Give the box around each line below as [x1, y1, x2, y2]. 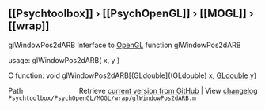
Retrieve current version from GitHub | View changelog [78, 86, 258, 95]
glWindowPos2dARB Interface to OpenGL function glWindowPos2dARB [8, 40, 241, 49]
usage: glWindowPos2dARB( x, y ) [8, 55, 120, 64]
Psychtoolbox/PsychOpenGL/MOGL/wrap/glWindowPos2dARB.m [8, 94, 196, 102]
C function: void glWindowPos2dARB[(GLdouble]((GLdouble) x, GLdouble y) [8, 71, 257, 80]
